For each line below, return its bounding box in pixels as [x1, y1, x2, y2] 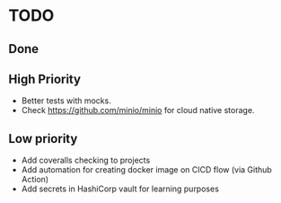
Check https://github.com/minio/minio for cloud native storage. [21, 105, 255, 116]
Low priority [8, 131, 78, 146]
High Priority [8, 71, 82, 86]
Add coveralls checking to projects [21, 154, 151, 166]
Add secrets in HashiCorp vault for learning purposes [21, 183, 219, 194]
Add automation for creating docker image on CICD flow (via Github [21, 164, 273, 175]
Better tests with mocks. [21, 95, 111, 106]
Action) [21, 174, 49, 185]
